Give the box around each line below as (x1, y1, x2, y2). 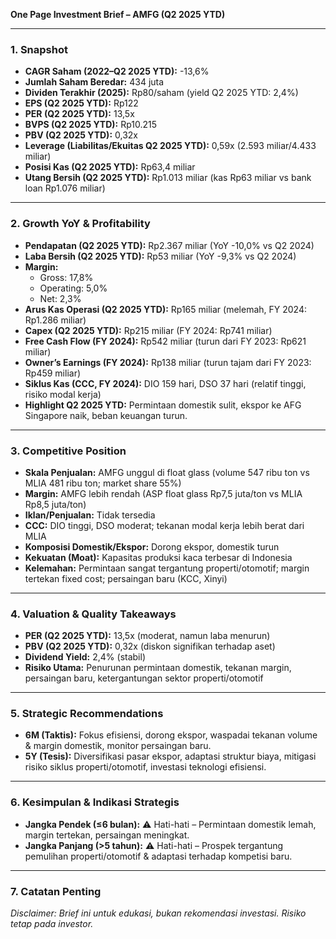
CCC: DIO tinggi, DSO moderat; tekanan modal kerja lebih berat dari (24, 519, 305, 531)
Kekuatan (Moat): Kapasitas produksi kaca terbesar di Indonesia (24, 551, 293, 563)
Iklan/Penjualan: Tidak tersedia (24, 509, 156, 521)
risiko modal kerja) (24, 388, 102, 400)
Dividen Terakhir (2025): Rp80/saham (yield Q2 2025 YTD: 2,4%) (24, 87, 299, 99)
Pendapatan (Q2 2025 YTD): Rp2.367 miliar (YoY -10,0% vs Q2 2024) (24, 239, 315, 251)
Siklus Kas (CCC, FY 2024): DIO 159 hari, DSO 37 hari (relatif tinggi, (24, 377, 307, 389)
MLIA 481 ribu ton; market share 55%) (24, 477, 182, 489)
